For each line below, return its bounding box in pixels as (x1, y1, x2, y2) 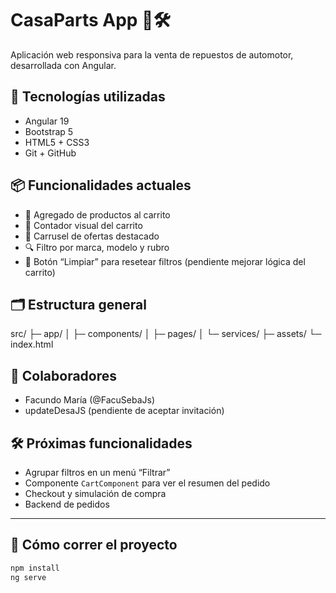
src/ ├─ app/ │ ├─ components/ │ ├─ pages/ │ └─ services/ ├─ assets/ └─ (10, 328, 322, 340)
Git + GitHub (24, 147, 77, 159)
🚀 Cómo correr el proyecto (10, 537, 178, 554)
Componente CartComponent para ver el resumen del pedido (24, 477, 271, 489)
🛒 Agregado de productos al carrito (24, 208, 171, 221)
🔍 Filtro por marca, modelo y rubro (24, 241, 170, 253)
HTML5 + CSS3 (24, 136, 90, 148)
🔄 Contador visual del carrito (24, 219, 143, 231)
